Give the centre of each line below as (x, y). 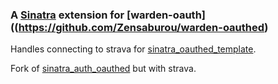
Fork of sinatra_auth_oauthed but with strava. (103, 69)
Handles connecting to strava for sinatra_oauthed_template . (133, 49)
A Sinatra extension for (67, 15)
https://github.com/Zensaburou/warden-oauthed (141, 27)
